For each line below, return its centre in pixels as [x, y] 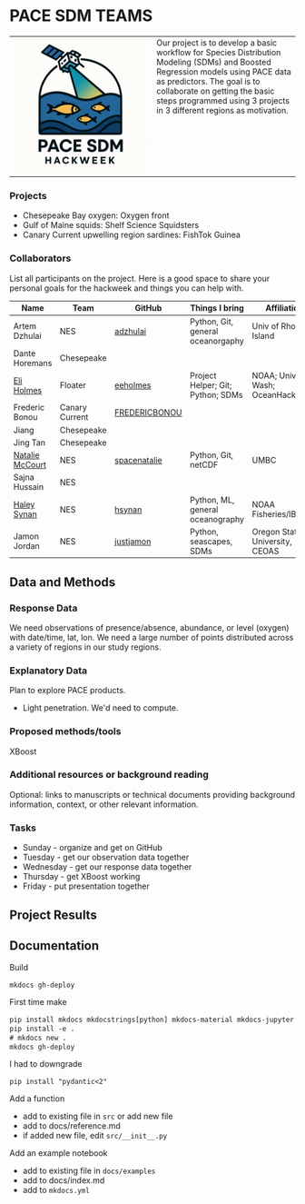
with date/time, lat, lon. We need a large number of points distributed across [152, 637]
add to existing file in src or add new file [98, 1116]
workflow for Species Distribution [219, 52]
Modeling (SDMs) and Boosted [214, 62]
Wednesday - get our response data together [107, 867]
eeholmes [133, 385]
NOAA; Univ [274, 376]
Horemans [33, 363]
